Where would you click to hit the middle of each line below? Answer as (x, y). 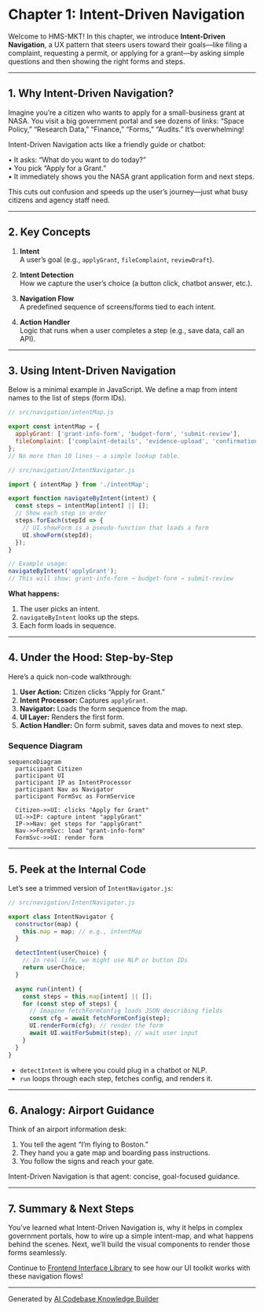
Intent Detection (47, 275)
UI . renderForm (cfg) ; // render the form (96, 1026)
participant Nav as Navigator (64, 790)
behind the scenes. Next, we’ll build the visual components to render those (129, 1244)
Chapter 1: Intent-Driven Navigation (126, 15)
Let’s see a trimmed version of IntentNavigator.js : (91, 888)
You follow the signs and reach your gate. (87, 1161)
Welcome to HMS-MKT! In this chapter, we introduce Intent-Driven (117, 36)
